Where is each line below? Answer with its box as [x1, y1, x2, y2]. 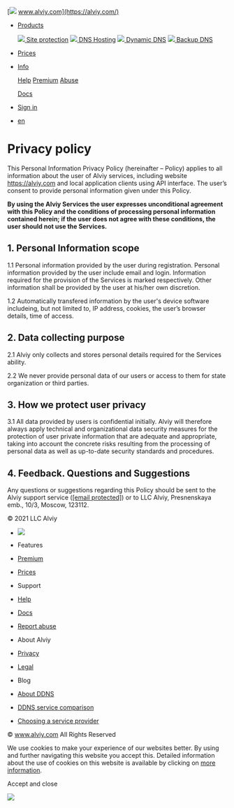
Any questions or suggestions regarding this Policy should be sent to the [7, 486, 217, 494]
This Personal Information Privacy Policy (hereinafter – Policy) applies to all [7, 164, 223, 172]
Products [17, 21, 44, 29]
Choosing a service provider [17, 717, 99, 726]
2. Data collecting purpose [7, 332, 125, 344]
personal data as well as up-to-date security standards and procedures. [7, 447, 214, 455]
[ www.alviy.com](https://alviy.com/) [7, 8, 119, 15]
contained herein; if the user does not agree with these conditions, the [7, 214, 216, 223]
